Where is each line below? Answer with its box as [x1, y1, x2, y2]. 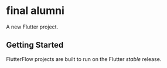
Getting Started [6, 40, 64, 50]
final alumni [6, 4, 64, 17]
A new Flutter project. [6, 23, 59, 30]
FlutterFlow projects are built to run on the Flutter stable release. [6, 55, 162, 62]
